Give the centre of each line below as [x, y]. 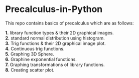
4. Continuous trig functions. [35, 48]
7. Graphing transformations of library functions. [55, 64]
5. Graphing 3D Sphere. [30, 54]
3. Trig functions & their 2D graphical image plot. [56, 43]
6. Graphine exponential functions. [41, 59]
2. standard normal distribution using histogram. [55, 38]
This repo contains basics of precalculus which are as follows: [69, 23]
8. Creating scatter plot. [30, 70]
